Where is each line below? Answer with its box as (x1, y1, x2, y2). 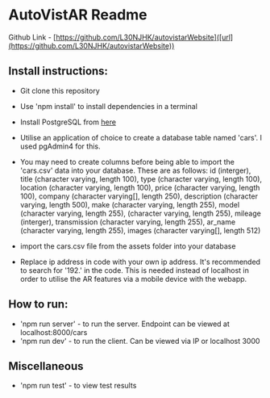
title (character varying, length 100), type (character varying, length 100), (19, 174, 263, 183)
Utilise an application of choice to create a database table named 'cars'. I (19, 132, 262, 142)
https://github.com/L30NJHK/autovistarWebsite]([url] (56, 32, 234, 42)
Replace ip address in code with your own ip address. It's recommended (19, 257, 260, 266)
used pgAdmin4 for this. (19, 141, 101, 151)
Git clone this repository (19, 86, 101, 95)
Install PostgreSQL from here (19, 117, 117, 127)
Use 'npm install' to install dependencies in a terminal (19, 101, 197, 111)
